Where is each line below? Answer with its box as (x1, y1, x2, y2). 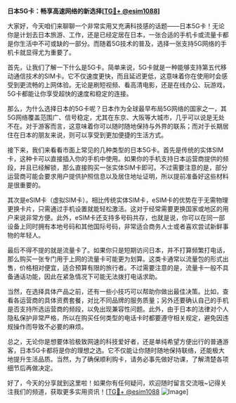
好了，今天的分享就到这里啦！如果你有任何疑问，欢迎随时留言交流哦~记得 (7, 379, 221, 387)
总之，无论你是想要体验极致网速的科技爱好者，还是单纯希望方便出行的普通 (7, 338, 223, 345)
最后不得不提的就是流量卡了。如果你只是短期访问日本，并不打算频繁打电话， (7, 246, 229, 254)
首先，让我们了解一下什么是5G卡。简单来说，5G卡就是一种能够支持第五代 (7, 63, 221, 71)
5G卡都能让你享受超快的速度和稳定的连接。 (7, 89, 133, 98)
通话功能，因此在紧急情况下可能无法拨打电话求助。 (13, 272, 162, 281)
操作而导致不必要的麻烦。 (13, 323, 88, 331)
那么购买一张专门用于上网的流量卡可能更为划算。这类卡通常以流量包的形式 (7, 255, 223, 263)
